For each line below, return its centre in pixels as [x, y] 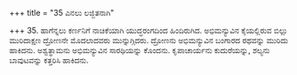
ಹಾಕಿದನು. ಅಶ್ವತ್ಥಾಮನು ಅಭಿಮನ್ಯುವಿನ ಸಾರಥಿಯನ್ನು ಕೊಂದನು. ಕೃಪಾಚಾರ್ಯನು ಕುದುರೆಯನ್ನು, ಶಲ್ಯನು [140, 50]
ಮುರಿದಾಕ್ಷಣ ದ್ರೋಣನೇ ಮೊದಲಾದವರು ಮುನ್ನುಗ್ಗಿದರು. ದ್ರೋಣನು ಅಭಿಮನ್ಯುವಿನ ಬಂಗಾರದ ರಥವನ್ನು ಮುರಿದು [149, 40]
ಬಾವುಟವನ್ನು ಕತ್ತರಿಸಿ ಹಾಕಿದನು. [49, 60]
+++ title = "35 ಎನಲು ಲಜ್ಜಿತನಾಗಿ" [62, 13]
